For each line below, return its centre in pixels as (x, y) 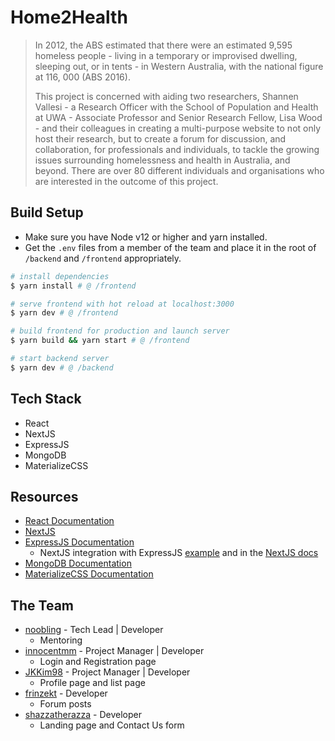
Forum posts (65, 704)
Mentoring (61, 640)
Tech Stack (46, 399)
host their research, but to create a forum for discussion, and (160, 138)
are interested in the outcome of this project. (126, 181)
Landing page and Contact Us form (112, 725)
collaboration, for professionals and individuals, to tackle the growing (177, 149)
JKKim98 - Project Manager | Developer (107, 672)
